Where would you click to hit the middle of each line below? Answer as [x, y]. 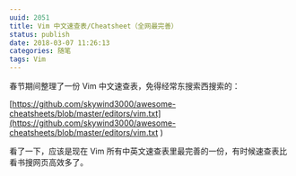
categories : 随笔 [40, 51]
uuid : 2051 [30, 18]
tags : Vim [28, 59]
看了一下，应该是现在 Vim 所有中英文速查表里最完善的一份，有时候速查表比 [148, 151]
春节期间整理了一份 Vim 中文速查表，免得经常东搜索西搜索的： [125, 86]
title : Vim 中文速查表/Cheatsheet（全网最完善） [94, 26]
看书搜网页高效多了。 [48, 162]
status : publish [39, 34]
